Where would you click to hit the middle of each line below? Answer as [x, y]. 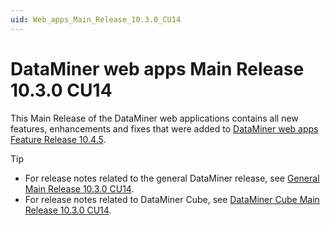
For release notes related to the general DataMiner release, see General [172, 178]
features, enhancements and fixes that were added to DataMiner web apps [164, 128]
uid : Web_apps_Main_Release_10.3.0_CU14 [96, 19]
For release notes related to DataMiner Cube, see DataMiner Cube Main [172, 199]
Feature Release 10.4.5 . [58, 139]
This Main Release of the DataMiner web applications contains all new [154, 118]
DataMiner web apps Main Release [157, 68]
